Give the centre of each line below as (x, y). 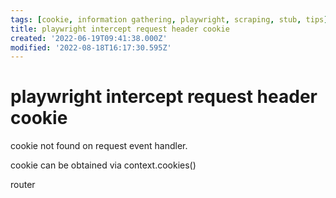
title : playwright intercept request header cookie (120, 29)
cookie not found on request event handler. (99, 146)
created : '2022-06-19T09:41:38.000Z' (89, 38)
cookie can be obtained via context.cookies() (103, 165)
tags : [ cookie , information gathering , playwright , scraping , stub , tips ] (169, 19)
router (23, 185)
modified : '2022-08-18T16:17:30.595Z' (91, 47)
